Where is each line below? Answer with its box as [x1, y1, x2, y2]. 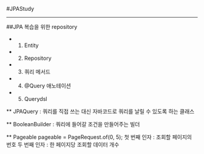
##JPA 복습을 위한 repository [6, 24, 78, 30]
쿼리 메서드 [24, 68, 50, 75]
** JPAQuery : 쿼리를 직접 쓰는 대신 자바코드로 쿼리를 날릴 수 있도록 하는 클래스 [6, 108, 195, 115]
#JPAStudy [6, 5, 35, 12]
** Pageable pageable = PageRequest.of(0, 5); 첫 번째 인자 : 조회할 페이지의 [6, 133, 192, 141]
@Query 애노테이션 [24, 82, 71, 89]
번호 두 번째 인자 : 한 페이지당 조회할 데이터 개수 [6, 141, 120, 148]
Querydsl [24, 95, 47, 102]
